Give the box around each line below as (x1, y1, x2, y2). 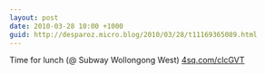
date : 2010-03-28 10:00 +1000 (9, 22, 124, 31)
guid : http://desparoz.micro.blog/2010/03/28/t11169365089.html (9, 30, 258, 39)
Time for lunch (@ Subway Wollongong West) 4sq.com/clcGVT (9, 55, 245, 66)
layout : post (9, 13, 59, 23)
